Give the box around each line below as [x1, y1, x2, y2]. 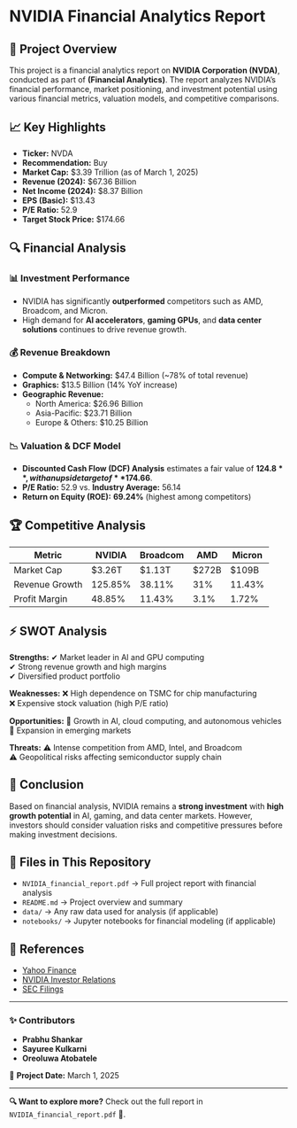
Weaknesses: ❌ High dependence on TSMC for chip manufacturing [9, 688, 258, 698]
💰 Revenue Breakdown [9, 346, 110, 359]
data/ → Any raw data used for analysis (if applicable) [21, 906, 219, 917]
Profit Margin [13, 592, 68, 604]
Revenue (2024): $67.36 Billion [21, 175, 137, 187]
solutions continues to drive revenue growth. [21, 323, 187, 334]
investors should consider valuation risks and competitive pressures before [9, 820, 283, 830]
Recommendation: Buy [21, 157, 108, 167]
